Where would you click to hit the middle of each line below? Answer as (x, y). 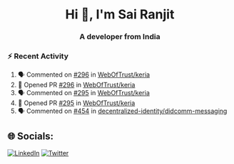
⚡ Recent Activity (38, 56)
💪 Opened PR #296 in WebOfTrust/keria (76, 85)
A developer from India (120, 37)
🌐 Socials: (31, 136)
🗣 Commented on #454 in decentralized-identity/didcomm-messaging (122, 111)
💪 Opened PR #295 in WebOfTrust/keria (76, 103)
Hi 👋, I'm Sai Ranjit (120, 15)
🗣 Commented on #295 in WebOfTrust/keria (83, 93)
